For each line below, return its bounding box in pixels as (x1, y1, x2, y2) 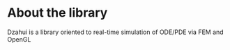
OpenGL (7, 35, 31, 43)
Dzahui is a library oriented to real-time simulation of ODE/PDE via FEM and (7, 28, 224, 36)
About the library (7, 5, 108, 21)
